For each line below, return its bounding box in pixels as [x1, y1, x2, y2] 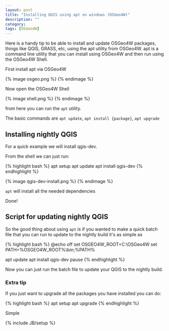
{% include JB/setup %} [5, 320, 56, 326]
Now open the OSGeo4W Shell [5, 86, 70, 92]
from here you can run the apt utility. [5, 105, 82, 112]
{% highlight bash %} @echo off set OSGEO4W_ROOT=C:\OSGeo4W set [5, 241, 157, 247]
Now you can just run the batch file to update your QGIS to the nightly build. [5, 266, 163, 272]
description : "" [5, 17, 39, 22]
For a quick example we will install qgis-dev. [5, 143, 97, 150]
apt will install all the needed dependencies [5, 188, 96, 194]
